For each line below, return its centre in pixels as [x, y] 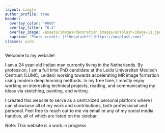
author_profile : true [27, 14]
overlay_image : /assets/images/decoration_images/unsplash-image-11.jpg [85, 32]
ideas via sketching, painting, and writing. [47, 90]
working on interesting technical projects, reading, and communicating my [80, 86]
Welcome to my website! [30, 55]
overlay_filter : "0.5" [33, 28]
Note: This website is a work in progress [46, 125]
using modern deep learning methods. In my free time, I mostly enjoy [75, 80]
